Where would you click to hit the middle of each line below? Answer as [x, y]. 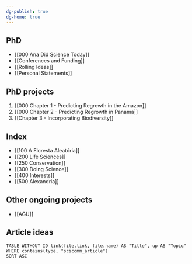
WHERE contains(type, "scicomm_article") [57, 251]
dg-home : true [23, 17]
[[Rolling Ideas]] [34, 67]
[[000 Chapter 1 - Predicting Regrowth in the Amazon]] [80, 106]
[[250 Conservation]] [40, 163]
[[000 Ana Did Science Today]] [52, 55]
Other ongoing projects [49, 200]
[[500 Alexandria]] [37, 181]
